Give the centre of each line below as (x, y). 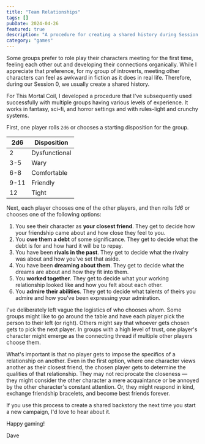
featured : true (26, 29)
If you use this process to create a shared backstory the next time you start (101, 405)
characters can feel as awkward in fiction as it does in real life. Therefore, (99, 78)
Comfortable (50, 173)
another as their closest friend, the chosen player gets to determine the (96, 367)
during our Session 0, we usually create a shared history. (78, 84)
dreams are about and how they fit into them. (72, 272)
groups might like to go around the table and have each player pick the (95, 316)
